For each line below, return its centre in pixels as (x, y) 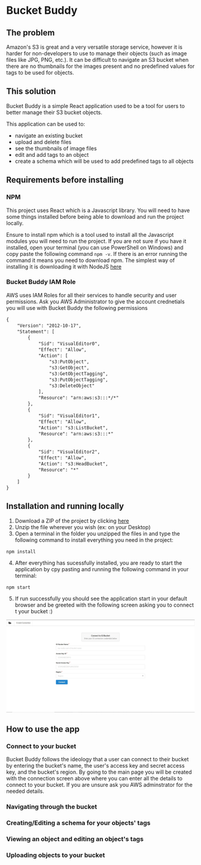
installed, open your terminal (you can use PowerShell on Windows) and (95, 247)
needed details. (25, 791)
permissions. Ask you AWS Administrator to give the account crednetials (95, 302)
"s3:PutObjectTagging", (79, 380)
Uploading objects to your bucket (56, 855)
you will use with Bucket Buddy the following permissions (77, 308)
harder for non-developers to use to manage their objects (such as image (97, 53)
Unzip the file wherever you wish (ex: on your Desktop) (83, 527)
